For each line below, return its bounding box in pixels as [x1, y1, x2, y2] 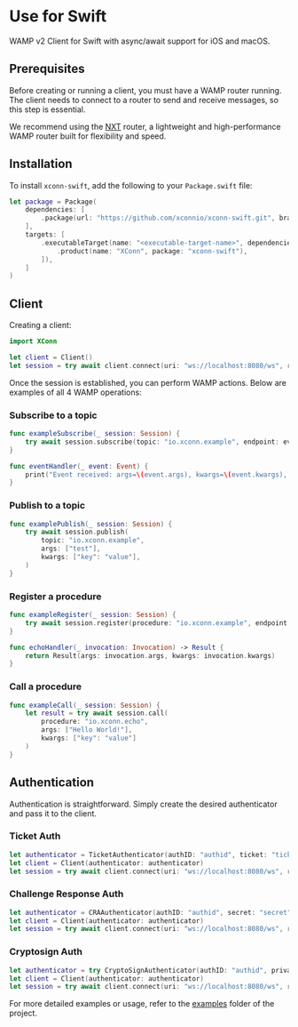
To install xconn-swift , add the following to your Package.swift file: [9, 180, 253, 190]
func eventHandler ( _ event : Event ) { [9, 461, 149, 470]
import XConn [9, 337, 58, 346]
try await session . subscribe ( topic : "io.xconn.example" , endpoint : [25, 437, 279, 446]
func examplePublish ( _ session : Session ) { [9, 519, 173, 528]
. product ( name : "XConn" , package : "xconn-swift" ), [56, 246, 248, 255]
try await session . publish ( [25, 527, 129, 537]
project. [9, 1007, 38, 1019]
